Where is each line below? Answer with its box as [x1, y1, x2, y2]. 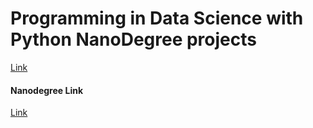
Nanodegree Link [10, 84, 84, 96]
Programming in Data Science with [10, 7, 304, 30]
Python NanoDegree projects [10, 28, 257, 51]
